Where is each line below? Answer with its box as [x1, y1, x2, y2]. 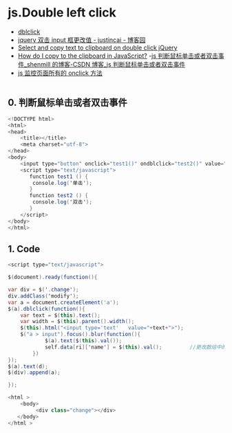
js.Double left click [8, 5, 116, 21]
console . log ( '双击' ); [32, 199, 92, 206]
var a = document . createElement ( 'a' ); [8, 299, 119, 306]
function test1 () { [29, 173, 89, 180]
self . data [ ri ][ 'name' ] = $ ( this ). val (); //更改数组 [44, 344, 217, 351]
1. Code [8, 243, 41, 255]
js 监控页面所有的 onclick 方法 [17, 69, 103, 77]
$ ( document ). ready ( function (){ [8, 274, 98, 281]
